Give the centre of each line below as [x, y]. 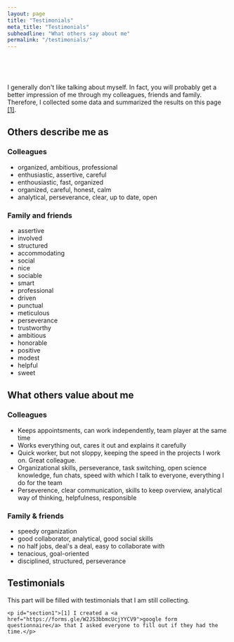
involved [30, 238]
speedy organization [47, 531]
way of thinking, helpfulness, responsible [77, 498]
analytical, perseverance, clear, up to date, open [87, 197]
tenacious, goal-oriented [53, 554]
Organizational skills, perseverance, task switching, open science [112, 467]
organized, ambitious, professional [67, 167]
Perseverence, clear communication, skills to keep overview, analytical [120, 490]
